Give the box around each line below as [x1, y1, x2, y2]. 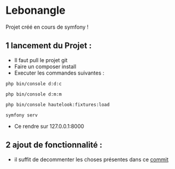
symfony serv [5, 112, 38, 118]
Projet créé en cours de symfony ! [5, 23, 89, 30]
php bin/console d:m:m [5, 91, 62, 97]
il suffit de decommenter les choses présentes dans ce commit [14, 156, 169, 163]
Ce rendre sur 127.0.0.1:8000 [14, 122, 85, 130]
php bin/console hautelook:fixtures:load [5, 102, 110, 107]
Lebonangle [5, 4, 66, 17]
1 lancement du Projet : [5, 41, 92, 51]
